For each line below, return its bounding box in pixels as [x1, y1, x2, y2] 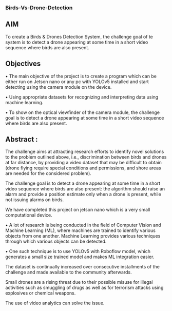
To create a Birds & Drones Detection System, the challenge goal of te [5, 33, 153, 40]
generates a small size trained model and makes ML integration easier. [5, 254, 155, 260]
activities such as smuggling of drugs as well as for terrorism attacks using [5, 284, 164, 291]
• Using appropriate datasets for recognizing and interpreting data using [5, 94, 159, 100]
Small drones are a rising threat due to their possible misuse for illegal [5, 279, 153, 285]
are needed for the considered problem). [5, 170, 91, 177]
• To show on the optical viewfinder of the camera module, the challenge [5, 109, 160, 115]
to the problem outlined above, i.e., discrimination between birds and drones [5, 154, 167, 160]
